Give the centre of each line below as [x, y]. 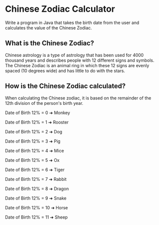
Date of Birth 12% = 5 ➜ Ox [32, 160]
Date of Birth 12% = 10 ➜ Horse [37, 207]
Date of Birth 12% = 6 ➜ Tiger [35, 170]
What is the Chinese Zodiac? [50, 43]
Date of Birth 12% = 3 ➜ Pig [33, 141]
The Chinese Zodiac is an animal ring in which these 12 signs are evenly [77, 65]
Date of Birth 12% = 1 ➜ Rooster [37, 122]
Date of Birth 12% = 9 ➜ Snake [36, 198]
